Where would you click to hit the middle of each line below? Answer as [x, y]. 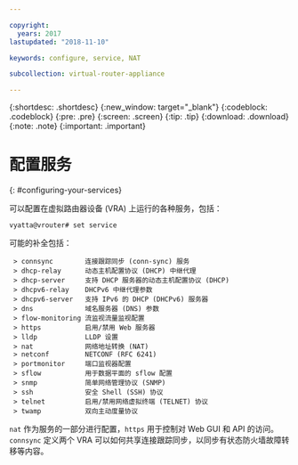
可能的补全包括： [40, 243]
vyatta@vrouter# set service [63, 225]
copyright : [29, 25]
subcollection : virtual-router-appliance [87, 74]
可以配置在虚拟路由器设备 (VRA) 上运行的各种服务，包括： [116, 208]
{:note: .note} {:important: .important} [78, 126]
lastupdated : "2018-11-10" [59, 42]
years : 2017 [40, 33]
